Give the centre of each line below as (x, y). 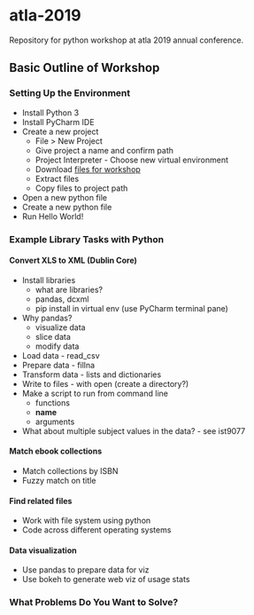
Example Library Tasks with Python (87, 239)
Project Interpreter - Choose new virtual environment (131, 160)
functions (53, 402)
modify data (57, 346)
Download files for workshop (88, 169)
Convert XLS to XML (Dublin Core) (73, 260)
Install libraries (49, 280)
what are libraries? (69, 289)
